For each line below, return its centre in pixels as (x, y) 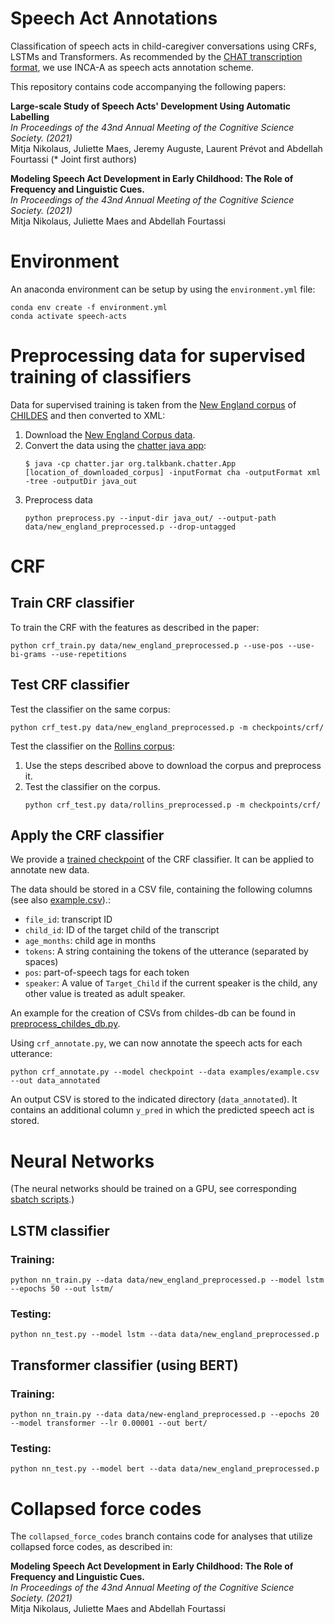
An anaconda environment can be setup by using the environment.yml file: (163, 289)
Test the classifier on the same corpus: (90, 709)
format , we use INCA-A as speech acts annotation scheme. (132, 67)
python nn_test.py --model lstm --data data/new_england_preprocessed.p (165, 1335)
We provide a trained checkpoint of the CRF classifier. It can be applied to (162, 859)
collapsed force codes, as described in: (91, 1547)
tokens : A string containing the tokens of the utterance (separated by (166, 951)
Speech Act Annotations (114, 18)
